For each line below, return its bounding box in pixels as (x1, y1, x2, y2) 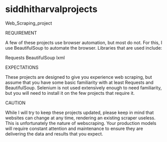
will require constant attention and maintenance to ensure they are (5, 125, 143, 131)
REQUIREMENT (5, 30, 37, 36)
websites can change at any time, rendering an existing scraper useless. (5, 114, 155, 121)
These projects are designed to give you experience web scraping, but (5, 74, 152, 80)
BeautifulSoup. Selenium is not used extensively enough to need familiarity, (5, 84, 162, 91)
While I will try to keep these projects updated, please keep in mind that (5, 109, 154, 115)
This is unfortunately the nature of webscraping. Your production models (5, 120, 156, 126)
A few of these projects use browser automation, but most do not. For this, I (5, 39, 162, 46)
